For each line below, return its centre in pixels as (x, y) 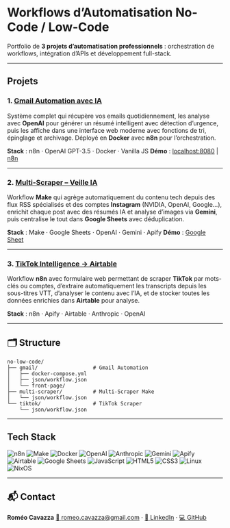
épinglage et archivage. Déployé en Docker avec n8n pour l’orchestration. (112, 138)
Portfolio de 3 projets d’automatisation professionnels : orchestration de (111, 46)
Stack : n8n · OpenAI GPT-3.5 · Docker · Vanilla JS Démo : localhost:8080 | (113, 151)
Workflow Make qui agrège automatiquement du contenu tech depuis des (111, 197)
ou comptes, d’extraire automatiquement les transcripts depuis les (113, 286)
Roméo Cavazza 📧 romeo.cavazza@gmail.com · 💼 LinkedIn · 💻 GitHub (107, 517)
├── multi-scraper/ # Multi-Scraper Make (81, 392)
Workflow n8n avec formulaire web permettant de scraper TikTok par (105, 279)
